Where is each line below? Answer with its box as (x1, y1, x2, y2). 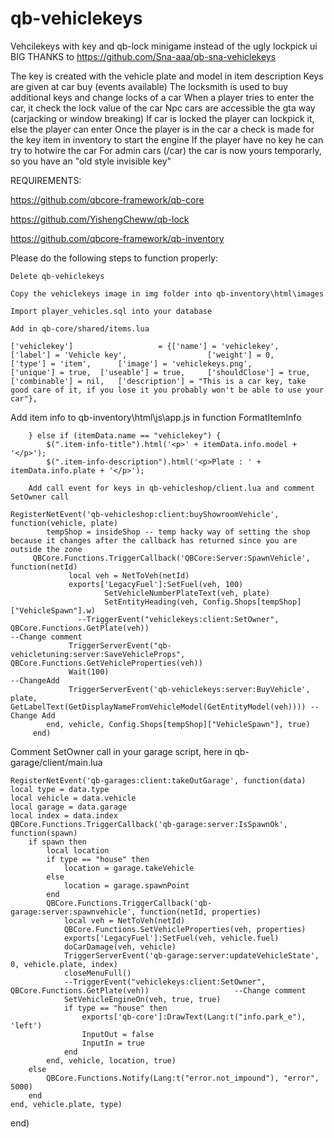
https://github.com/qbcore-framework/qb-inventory (10, 232, 225, 244)
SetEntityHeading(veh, (104, 597, 199, 607)
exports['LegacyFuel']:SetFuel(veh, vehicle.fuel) (63, 933, 280, 943)
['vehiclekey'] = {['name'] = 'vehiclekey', (10, 341, 280, 351)
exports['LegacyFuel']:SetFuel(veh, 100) (68, 579, 244, 589)
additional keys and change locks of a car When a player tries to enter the (10, 91, 315, 103)
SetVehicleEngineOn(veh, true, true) (63, 994, 222, 1004)
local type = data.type (10, 784, 110, 794)
